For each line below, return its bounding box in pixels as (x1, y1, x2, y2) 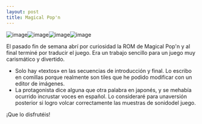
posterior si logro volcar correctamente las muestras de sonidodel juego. (14, 99, 196, 106)
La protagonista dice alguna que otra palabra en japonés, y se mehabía (14, 86, 192, 93)
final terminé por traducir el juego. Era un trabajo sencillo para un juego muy (6, 49, 196, 56)
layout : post (6, 8, 39, 15)
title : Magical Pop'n (6, 14, 61, 20)
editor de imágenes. (14, 79, 65, 87)
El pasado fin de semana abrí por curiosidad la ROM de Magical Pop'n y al (6, 43, 191, 50)
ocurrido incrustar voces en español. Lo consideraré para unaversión (14, 93, 187, 100)
